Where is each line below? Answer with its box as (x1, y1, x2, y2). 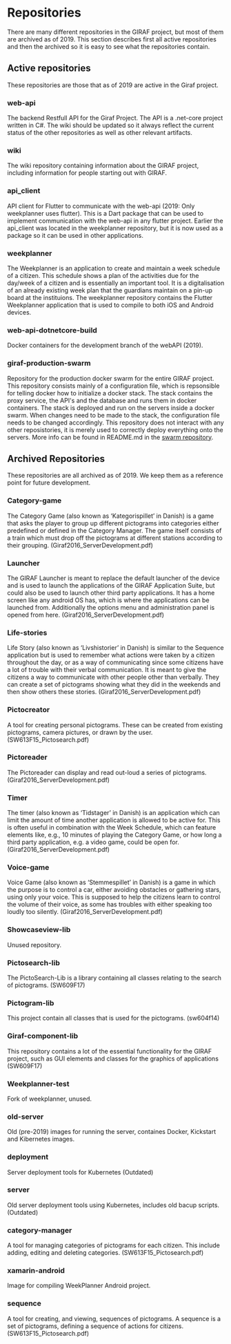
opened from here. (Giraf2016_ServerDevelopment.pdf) (7, 610, 164, 619)
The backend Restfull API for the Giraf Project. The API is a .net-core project (7, 114, 223, 122)
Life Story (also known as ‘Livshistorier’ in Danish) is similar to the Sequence (7, 644, 224, 652)
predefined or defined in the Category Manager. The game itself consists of (7, 526, 222, 534)
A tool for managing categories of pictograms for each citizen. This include (7, 1241, 221, 1249)
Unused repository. (7, 940, 62, 949)
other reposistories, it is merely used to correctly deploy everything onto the (7, 425, 224, 433)
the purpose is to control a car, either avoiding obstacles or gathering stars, (7, 886, 221, 894)
